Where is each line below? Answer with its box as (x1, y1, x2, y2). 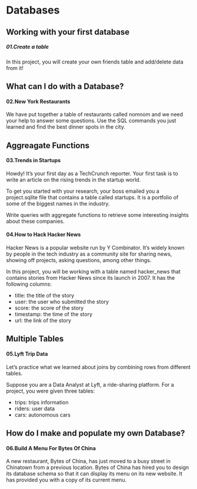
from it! (6, 64, 24, 71)
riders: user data (14, 405, 55, 412)
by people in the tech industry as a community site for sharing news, (6, 250, 172, 257)
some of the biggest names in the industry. (6, 200, 110, 207)
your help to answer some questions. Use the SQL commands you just (6, 117, 176, 124)
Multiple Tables (6, 334, 64, 344)
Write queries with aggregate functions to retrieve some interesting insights (6, 211, 189, 218)
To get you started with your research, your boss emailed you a (6, 187, 160, 195)
